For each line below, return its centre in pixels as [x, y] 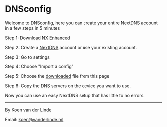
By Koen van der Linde [28, 110]
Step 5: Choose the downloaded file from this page [57, 76]
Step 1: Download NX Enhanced [38, 38]
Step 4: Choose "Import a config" [39, 66]
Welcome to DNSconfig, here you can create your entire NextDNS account [82, 23]
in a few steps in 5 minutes [33, 28]
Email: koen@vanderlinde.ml [34, 119]
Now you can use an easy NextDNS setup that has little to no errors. [75, 95]
